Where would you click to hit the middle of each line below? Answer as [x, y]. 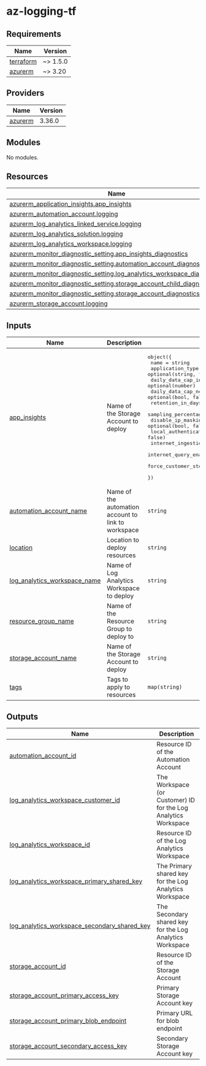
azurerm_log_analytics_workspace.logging [71, 244]
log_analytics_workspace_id [50, 845]
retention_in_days [176, 403]
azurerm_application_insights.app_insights [71, 204]
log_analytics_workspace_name [55, 581]
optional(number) [172, 386]
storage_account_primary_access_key [64, 996]
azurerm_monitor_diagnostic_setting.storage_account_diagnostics [105, 294]
